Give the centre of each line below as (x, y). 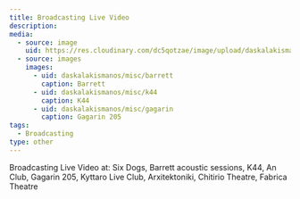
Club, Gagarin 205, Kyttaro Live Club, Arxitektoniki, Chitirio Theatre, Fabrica (148, 177)
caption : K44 (66, 100)
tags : (19, 126)
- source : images (50, 59)
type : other (31, 142)
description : (33, 26)
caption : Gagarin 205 (82, 117)
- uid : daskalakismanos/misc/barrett (103, 76)
